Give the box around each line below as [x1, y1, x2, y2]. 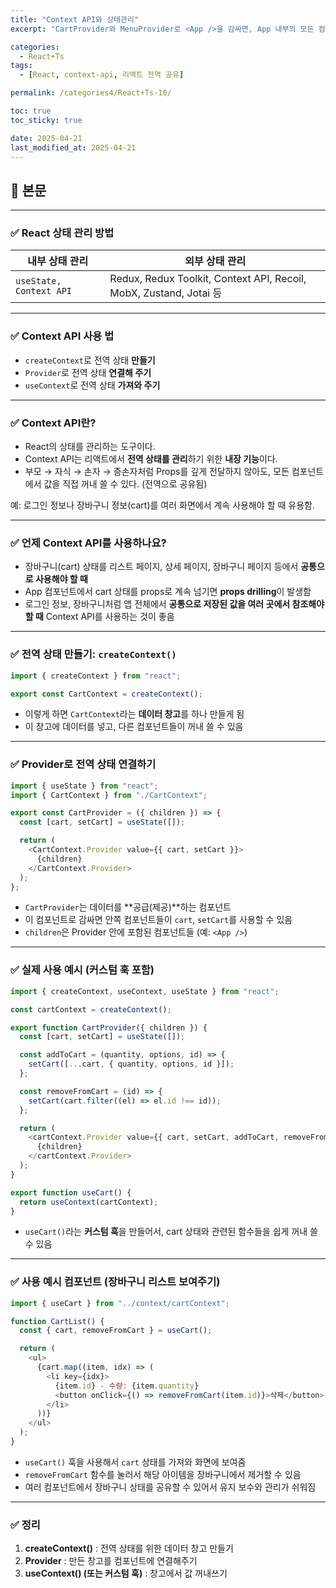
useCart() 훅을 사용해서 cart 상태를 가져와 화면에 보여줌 [24, 1456, 247, 1468]
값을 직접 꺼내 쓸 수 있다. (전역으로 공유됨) [43, 478, 208, 490]
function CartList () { [10, 1316, 105, 1326]
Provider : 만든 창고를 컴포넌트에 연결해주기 [24, 1555, 198, 1567]
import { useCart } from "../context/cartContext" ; [10, 1298, 230, 1308]
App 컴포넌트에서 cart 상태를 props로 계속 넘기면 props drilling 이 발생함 [24, 586, 312, 598]
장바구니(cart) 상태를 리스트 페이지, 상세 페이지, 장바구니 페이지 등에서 [24, 561, 299, 573]
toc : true [10, 106, 52, 116]
